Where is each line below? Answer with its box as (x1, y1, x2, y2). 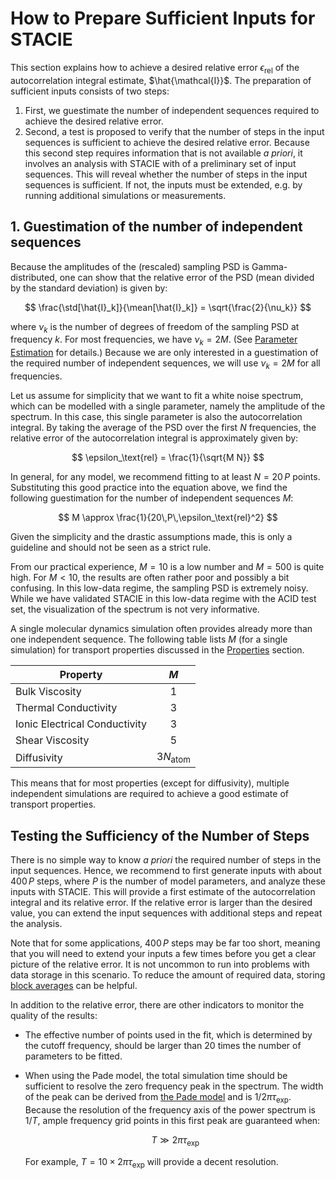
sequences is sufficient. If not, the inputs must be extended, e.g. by (24, 178, 303, 191)
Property (59, 667, 103, 681)
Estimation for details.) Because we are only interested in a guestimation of (10, 347, 319, 359)
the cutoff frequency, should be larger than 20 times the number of (24, 1039, 302, 1051)
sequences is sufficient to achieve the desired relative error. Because (24, 136, 310, 148)
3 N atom (156, 749, 191, 766)
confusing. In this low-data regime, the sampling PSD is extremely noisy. (10, 582, 309, 594)
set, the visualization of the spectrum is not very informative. (10, 603, 260, 615)
